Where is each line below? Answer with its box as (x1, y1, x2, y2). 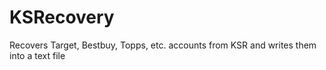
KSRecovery (9, 6, 115, 29)
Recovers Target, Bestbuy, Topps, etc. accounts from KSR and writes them (9, 39, 317, 51)
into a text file (9, 49, 66, 61)
